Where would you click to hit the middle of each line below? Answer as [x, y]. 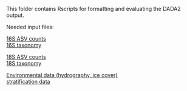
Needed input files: [30, 27]
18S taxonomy [24, 63]
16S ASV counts [26, 39]
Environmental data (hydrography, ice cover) [62, 75]
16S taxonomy [24, 45]
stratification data [28, 82]
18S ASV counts [26, 57]
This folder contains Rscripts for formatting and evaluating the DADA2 [93, 9]
